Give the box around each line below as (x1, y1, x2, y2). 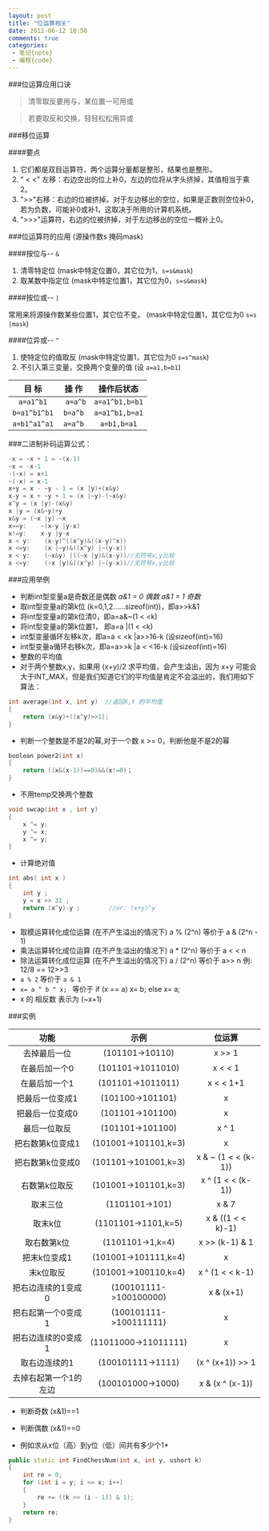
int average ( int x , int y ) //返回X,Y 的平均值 (8, 698, 163, 706)
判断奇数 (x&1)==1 (19, 1406, 79, 1416)
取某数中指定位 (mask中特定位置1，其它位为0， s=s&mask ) (19, 276, 207, 285)
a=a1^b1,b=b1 (93, 397, 144, 406)
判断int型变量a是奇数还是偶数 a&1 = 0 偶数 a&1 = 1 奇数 (19, 592, 202, 601)
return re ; (22, 1508, 59, 1517)
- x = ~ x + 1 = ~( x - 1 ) (8, 454, 81, 463)
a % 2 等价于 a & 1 (19, 974, 82, 984)
